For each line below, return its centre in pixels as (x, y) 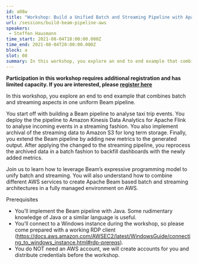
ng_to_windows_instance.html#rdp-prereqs (67, 242)
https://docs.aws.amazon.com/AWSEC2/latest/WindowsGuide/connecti (103, 236)
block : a (17, 50)
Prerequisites (22, 199)
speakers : (18, 28)
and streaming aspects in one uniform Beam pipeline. (71, 102)
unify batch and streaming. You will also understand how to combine (89, 175)
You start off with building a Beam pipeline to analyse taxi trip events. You (95, 114)
